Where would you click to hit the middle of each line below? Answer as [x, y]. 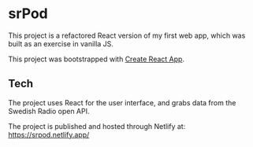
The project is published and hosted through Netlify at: [97, 126]
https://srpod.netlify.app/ [49, 134]
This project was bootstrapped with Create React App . [97, 59]
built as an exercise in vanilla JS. [61, 43]
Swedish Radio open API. [49, 111]
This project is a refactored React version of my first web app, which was [127, 35]
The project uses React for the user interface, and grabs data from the [122, 102]
